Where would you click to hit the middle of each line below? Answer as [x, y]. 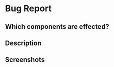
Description [23, 43]
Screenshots [25, 60]
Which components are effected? [57, 27]
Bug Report [29, 9]
